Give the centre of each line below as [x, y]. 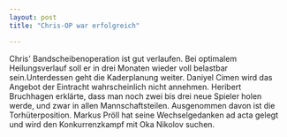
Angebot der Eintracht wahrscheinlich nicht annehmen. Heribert [125, 87]
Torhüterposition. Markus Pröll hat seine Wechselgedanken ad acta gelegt [143, 115]
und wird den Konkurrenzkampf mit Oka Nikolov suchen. [112, 124]
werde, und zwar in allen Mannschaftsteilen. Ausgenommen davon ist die [142, 105]
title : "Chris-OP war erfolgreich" [75, 26]
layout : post [33, 17]
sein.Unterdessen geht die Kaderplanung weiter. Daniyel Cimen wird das [141, 77]
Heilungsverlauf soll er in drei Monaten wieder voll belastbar [118, 68]
